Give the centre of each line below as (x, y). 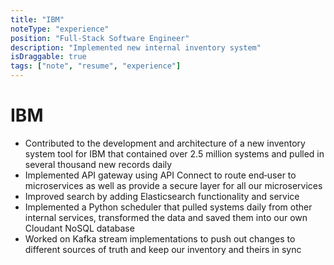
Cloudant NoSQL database (79, 228)
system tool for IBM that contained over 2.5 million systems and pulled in (174, 153)
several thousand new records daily (98, 164)
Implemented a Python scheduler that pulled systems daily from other (168, 207)
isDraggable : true (48, 57)
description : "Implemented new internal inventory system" (136, 47)
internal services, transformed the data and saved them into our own (166, 217)
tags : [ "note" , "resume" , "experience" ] (96, 66)
